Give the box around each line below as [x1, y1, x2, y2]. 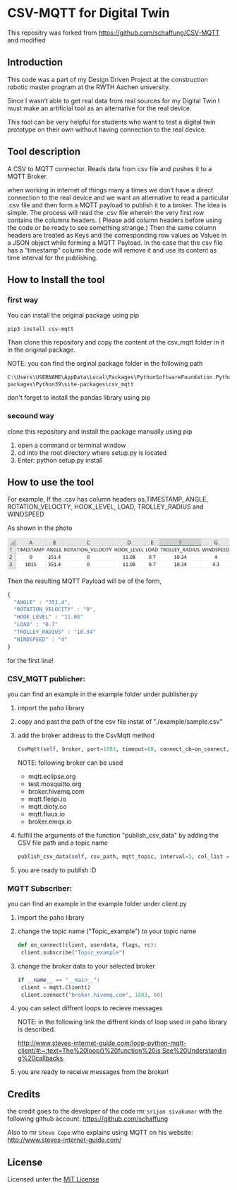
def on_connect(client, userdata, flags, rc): [17, 942, 157, 949]
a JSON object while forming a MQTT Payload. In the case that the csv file [7, 238, 224, 247]
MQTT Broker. [7, 172, 48, 180]
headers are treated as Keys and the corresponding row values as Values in [7, 231, 227, 239]
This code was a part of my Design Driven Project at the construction [7, 75, 208, 83]
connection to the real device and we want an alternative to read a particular [7, 193, 229, 202]
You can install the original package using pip [7, 311, 140, 320]
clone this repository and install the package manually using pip [7, 427, 193, 436]
